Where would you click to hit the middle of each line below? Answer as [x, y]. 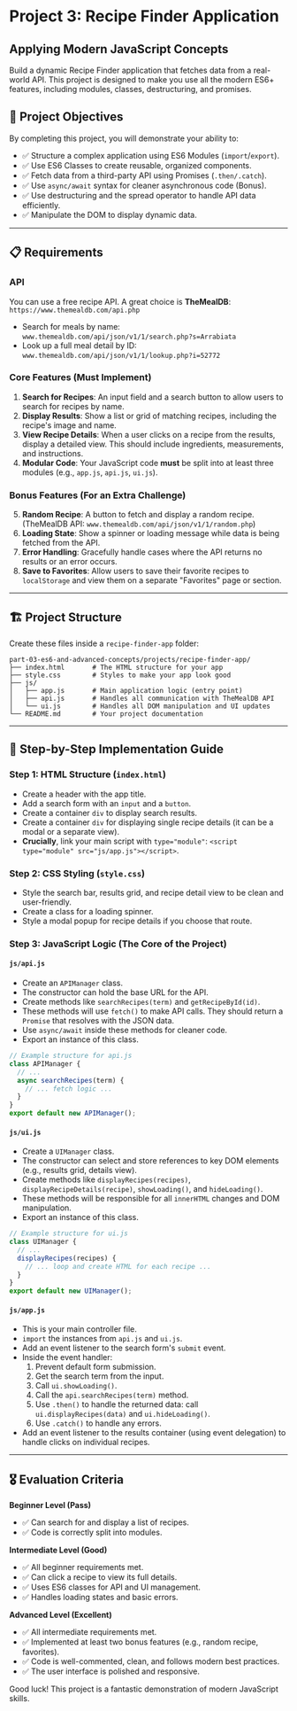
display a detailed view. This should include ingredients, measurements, [153, 444]
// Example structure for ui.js [69, 1233]
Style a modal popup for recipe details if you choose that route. [137, 921]
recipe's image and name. [69, 425]
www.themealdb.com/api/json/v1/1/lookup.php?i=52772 [121, 355]
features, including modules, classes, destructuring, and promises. [130, 89]
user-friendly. [47, 902]
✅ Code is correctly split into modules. [92, 1532]
